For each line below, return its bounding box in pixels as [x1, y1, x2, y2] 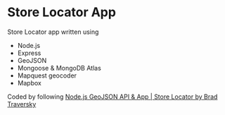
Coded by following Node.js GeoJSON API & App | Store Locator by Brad [7, 92, 218, 101]
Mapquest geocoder [17, 71, 77, 80]
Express [17, 49, 41, 57]
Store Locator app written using [7, 28, 99, 36]
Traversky [7, 99, 37, 108]
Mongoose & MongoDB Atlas [17, 63, 102, 72]
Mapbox [17, 78, 42, 87]
